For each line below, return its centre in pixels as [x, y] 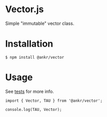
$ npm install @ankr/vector [35, 57]
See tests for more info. [30, 91]
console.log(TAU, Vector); [34, 109]
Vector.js [24, 9]
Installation [29, 44]
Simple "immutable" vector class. [40, 23]
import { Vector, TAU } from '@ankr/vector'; [54, 101]
